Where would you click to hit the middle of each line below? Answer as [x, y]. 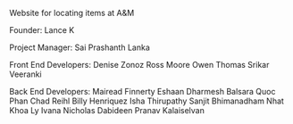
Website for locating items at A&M [72, 13]
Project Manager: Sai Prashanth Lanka [80, 47]
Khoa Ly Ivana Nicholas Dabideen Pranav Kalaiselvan [107, 110]
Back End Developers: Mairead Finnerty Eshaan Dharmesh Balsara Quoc [142, 91]
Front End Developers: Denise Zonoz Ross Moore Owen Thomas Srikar [139, 65]
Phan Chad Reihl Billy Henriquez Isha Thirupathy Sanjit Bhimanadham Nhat [146, 101]
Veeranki [25, 74]
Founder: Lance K [42, 30]
